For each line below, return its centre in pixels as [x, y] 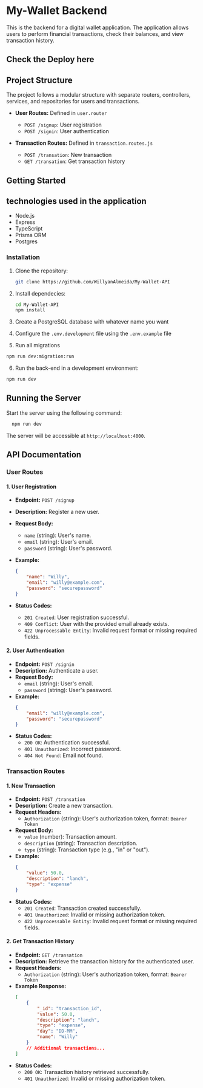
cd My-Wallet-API [37, 305]
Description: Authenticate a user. [57, 670]
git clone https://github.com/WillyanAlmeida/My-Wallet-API [92, 282]
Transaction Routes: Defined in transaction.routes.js [84, 143]
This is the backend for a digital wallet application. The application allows [98, 27]
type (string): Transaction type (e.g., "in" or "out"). [87, 850]
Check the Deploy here [50, 59]
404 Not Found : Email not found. [64, 755]
